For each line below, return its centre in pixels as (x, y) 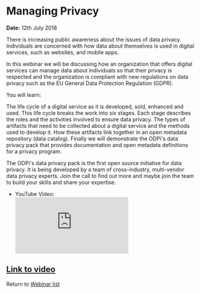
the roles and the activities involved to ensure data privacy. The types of (96, 119)
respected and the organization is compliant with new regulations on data (97, 77)
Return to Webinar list (33, 284)
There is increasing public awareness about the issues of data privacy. (94, 39)
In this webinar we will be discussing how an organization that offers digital (99, 64)
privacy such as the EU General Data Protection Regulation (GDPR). (90, 83)
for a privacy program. (34, 151)
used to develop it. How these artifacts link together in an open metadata (97, 132)
